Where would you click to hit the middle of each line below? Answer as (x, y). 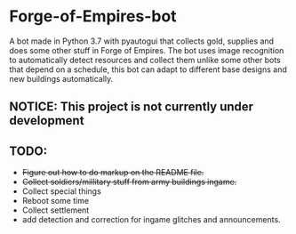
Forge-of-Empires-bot (93, 16)
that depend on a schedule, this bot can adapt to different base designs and (148, 69)
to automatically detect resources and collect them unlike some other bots (145, 60)
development (47, 121)
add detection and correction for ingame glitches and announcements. (152, 220)
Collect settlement (56, 210)
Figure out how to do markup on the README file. (113, 173)
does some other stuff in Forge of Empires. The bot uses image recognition (147, 50)
